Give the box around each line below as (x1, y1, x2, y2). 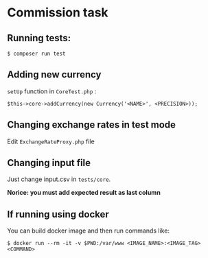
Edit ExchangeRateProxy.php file (7, 137, 95, 145)
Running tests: (7, 32, 71, 44)
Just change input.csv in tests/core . (7, 175, 111, 183)
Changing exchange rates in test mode (7, 119, 176, 131)
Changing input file (7, 157, 91, 169)
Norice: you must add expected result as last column (7, 189, 161, 197)
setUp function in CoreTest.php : (7, 87, 97, 95)
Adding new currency (7, 69, 102, 80)
